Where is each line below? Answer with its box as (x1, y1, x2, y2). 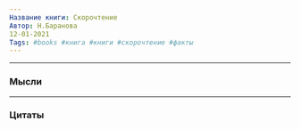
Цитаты (9, 109, 45, 121)
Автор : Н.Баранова (9, 21, 78, 30)
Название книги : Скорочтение (9, 12, 118, 22)
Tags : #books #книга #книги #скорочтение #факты (9, 37, 194, 47)
